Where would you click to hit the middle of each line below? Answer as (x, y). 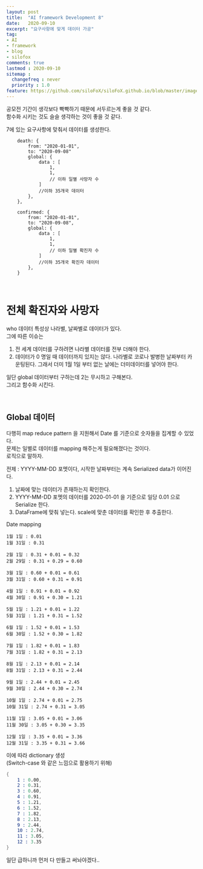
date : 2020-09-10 (31, 23)
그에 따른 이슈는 (25, 336)
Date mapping (24, 524)
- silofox (19, 57)
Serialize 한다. (32, 504)
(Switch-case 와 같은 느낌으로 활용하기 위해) (59, 763)
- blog (14, 52)
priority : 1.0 (31, 86)
